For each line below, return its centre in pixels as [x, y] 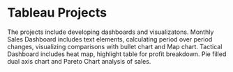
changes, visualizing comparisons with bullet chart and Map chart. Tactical [115, 46]
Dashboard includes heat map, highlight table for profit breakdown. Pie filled [117, 54]
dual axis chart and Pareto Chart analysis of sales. [79, 61]
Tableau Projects [57, 13]
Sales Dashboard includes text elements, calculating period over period [110, 39]
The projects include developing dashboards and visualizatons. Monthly [111, 32]
